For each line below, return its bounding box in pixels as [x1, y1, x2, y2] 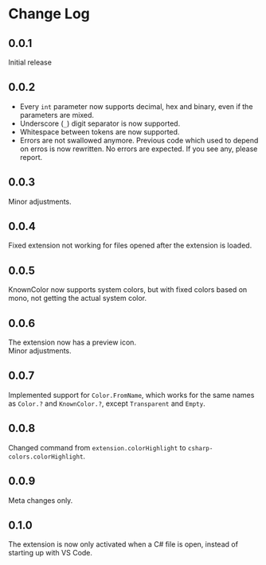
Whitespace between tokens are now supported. [19, 127, 180, 136]
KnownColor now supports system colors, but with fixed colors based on [8, 285, 248, 294]
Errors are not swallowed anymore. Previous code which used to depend [19, 135, 259, 145]
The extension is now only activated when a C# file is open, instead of [8, 540, 239, 549]
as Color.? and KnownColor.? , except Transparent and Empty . [8, 399, 205, 408]
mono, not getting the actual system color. [8, 294, 147, 303]
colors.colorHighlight [8, 453, 84, 461]
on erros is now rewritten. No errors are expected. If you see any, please [19, 144, 258, 154]
